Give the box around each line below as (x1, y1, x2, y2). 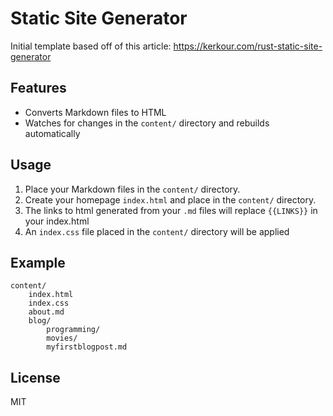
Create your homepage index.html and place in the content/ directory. (24, 193, 317, 206)
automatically (24, 127, 81, 139)
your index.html (24, 215, 90, 227)
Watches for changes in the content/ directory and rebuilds (24, 117, 270, 129)
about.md (28, 307, 65, 317)
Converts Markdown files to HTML (24, 106, 167, 118)
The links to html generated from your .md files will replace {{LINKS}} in (24, 204, 318, 216)
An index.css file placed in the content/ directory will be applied (24, 225, 290, 237)
